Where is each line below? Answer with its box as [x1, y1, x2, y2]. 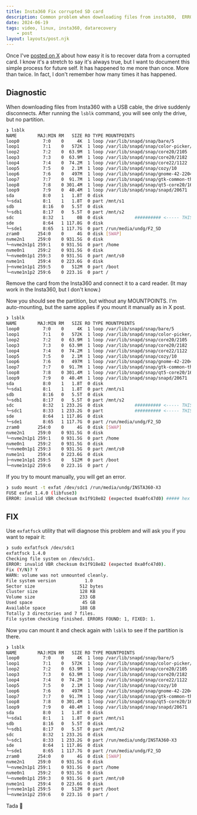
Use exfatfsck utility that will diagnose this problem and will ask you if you [6, 527, 186, 535]
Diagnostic [6, 88, 47, 98]
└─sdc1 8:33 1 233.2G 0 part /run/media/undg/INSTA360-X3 [6, 737, 177, 743]
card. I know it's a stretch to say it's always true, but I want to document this [6, 58, 190, 65]
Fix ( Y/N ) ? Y [6, 566, 38, 573]
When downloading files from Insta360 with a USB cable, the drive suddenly [6, 103, 191, 110]
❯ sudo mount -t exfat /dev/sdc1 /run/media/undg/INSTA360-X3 [6, 484, 161, 491]
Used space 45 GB [6, 600, 96, 606]
